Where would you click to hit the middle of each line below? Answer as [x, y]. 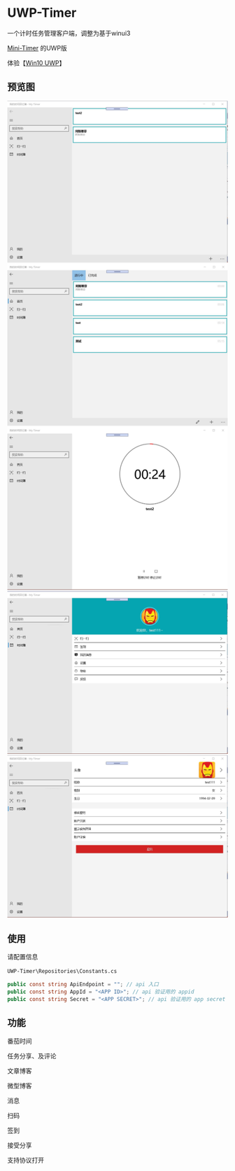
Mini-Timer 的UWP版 [37, 48]
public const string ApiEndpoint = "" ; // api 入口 [83, 985]
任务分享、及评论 [32, 1056]
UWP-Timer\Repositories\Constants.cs [62, 972]
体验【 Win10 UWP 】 [36, 63]
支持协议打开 [26, 1160]
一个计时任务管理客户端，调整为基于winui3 [69, 33]
